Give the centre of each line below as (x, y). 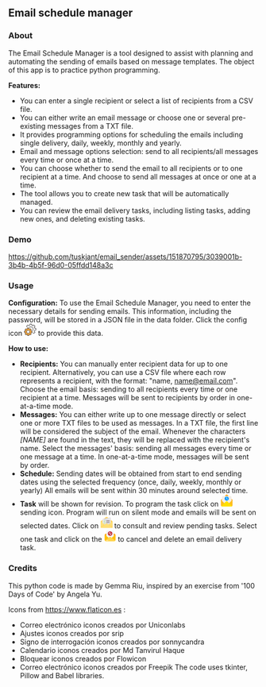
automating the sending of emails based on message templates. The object (131, 61)
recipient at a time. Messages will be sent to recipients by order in (127, 398)
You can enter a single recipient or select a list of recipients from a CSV (137, 100)
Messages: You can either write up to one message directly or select (133, 415)
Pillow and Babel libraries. (62, 675)
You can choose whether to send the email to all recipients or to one (131, 168)
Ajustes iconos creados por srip (72, 633)
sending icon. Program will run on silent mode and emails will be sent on (138, 512)
